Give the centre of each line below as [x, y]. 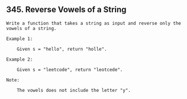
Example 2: [20, 59]
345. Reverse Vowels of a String [66, 10]
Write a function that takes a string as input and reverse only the [94, 23]
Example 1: [20, 39]
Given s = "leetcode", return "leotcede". [70, 70]
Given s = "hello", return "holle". [62, 49]
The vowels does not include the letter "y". [74, 90]
